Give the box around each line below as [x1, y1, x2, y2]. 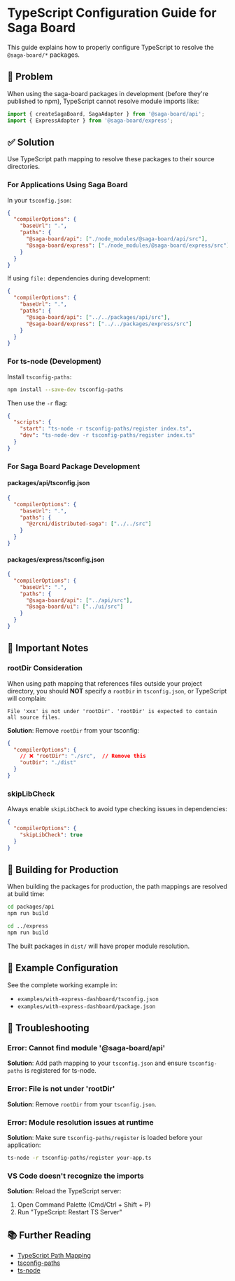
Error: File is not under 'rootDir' [7, 1084, 115, 1094]
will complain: [7, 694, 47, 703]
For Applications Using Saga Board [7, 180, 128, 190]
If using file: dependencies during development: [7, 274, 150, 283]
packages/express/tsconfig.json [7, 555, 105, 564]
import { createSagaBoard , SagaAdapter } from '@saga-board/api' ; [7, 110, 205, 117]
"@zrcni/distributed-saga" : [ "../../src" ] [25, 520, 152, 527]
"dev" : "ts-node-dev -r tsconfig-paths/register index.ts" [20, 432, 196, 439]
